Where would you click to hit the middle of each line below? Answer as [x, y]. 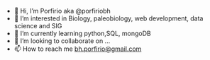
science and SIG [38, 26]
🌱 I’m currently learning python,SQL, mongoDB [82, 33]
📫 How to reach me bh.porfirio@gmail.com [78, 49]
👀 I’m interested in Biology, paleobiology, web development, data [109, 18]
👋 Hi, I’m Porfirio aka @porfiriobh [62, 11]
